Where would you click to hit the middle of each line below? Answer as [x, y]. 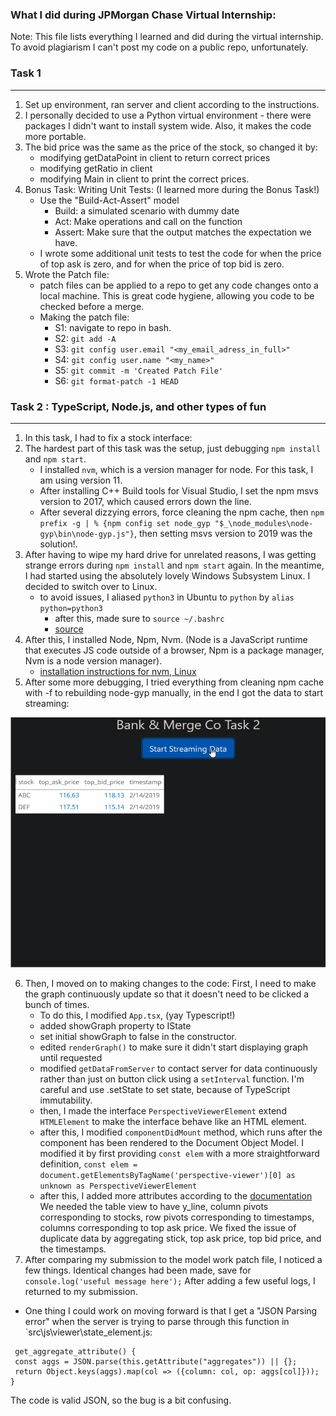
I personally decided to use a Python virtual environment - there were [168, 115]
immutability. [66, 1100]
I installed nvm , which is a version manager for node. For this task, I [176, 469]
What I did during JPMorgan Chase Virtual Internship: [143, 15]
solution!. [58, 544]
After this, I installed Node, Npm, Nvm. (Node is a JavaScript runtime [166, 639]
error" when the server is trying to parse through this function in [157, 1321]
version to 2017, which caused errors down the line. [145, 501]
